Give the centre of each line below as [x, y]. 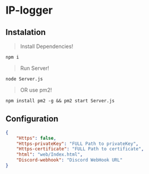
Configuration [32, 119]
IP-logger [29, 10]
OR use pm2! [36, 90]
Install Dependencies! [47, 46]
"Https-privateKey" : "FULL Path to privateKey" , [77, 144]
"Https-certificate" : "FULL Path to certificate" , [80, 149]
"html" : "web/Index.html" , [50, 154]
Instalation [26, 32]
